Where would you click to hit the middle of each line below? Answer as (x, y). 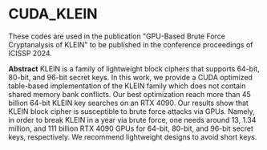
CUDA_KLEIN (53, 14)
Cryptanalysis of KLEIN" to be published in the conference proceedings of (131, 44)
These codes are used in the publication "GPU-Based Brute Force (117, 36)
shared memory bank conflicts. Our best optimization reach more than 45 (129, 94)
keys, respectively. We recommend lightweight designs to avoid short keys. (133, 136)
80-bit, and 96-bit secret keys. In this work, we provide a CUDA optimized (130, 77)
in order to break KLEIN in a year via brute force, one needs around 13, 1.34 (132, 120)
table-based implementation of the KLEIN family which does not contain (127, 86)
